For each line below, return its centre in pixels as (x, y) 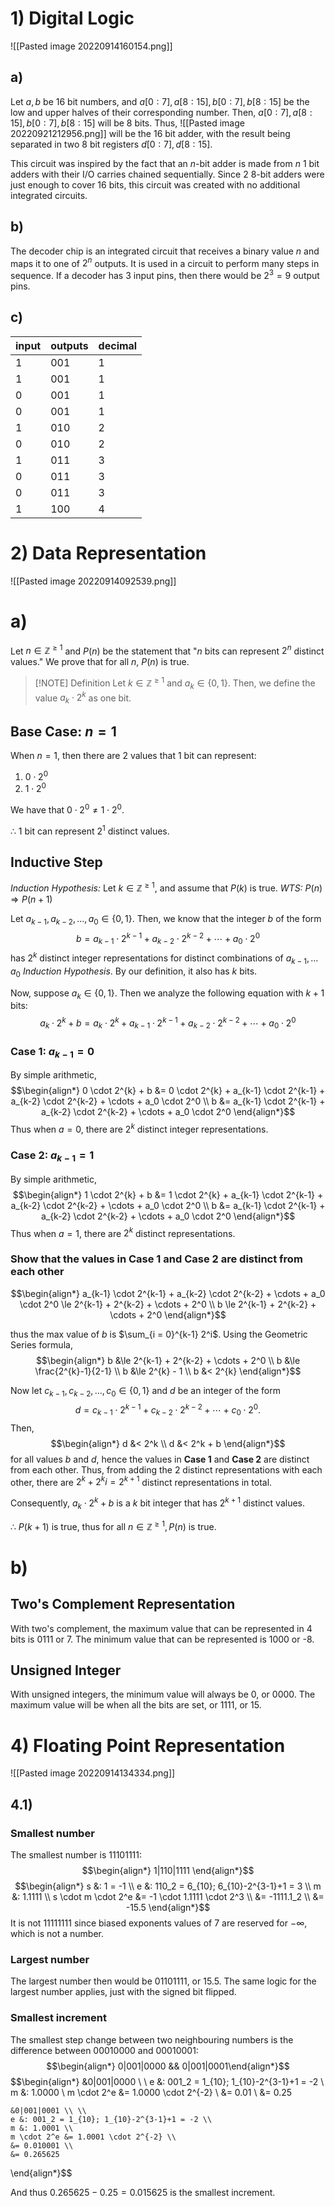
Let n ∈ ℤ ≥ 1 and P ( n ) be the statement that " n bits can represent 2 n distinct (167, 650)
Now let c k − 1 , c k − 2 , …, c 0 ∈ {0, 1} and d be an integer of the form (145, 1391)
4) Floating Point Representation (148, 1745)
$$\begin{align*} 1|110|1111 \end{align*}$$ (168, 1870)
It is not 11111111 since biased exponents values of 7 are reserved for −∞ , (159, 1923)
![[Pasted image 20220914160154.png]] (91, 46)
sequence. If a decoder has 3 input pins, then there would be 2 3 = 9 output (165, 274)
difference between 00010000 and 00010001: (104, 2050)
